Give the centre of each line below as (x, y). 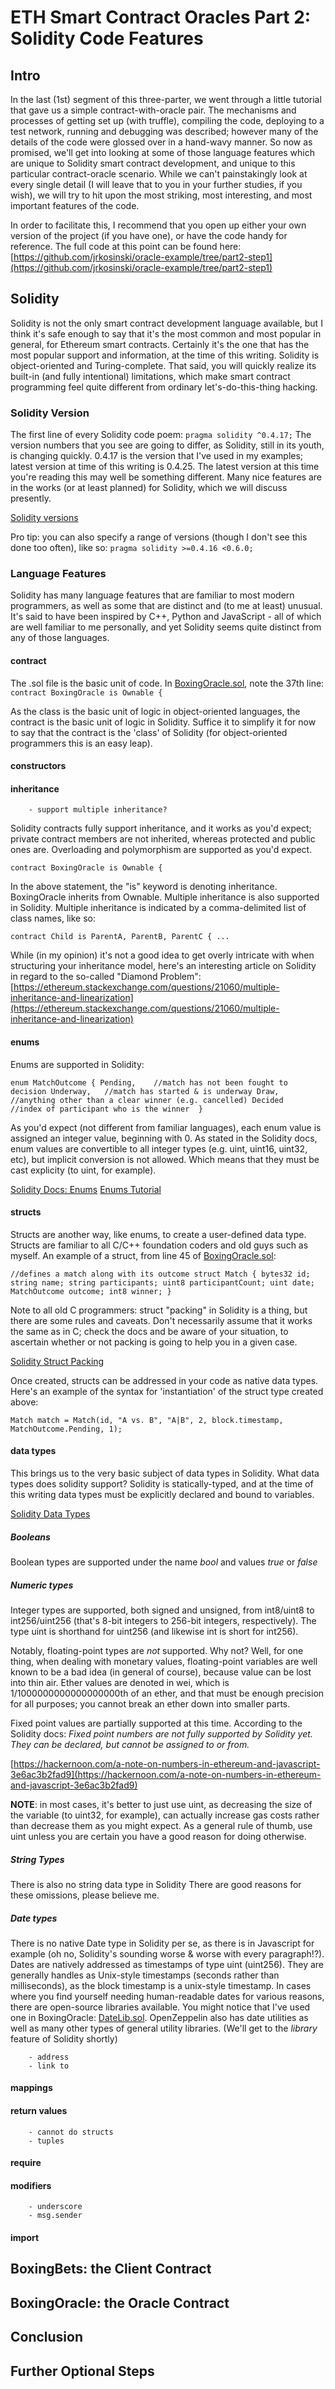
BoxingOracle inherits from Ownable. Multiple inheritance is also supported (165, 897)
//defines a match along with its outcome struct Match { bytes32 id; (160, 1274)
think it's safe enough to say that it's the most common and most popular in (166, 333)
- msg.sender (55, 2216)
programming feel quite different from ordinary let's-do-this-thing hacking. (164, 387)
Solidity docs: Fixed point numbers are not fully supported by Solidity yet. (161, 1733)
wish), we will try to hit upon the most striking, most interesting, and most (161, 195)
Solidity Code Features (107, 38)
